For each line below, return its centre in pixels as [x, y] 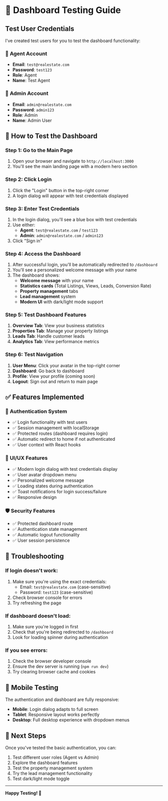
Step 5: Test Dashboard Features [46, 315]
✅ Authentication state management [50, 529]
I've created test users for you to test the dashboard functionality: [73, 41]
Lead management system [48, 297]
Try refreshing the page [37, 603]
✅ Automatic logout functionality [46, 535]
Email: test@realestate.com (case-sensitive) [65, 587]
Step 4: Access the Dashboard [43, 254]
